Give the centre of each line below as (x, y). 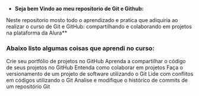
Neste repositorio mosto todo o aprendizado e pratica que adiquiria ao (92, 20)
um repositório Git (28, 86)
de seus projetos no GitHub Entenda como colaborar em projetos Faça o (94, 67)
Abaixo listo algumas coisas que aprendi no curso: (80, 48)
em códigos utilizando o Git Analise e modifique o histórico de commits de (97, 80)
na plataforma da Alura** (37, 33)
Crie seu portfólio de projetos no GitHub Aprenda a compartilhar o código (96, 61)
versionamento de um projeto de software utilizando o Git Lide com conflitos (100, 74)
